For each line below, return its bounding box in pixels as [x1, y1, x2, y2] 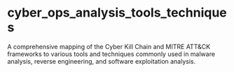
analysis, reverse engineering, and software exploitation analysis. [7, 57, 196, 65]
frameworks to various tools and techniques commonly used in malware [7, 50, 216, 58]
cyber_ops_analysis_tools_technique [7, 5, 228, 21]
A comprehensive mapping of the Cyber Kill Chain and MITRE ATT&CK [7, 42, 211, 51]
